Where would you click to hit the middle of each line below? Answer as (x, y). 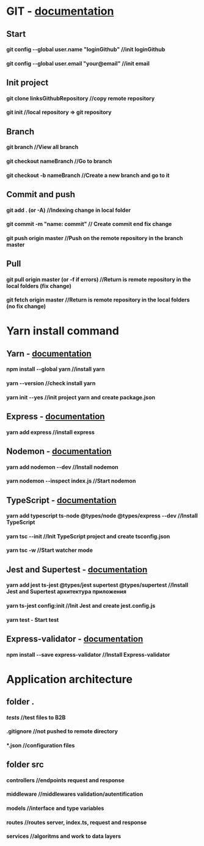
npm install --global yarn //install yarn (56, 369)
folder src (25, 765)
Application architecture (70, 679)
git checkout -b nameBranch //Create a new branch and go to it (88, 175)
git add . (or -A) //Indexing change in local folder (69, 210)
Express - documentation (56, 417)
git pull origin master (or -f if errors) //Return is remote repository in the (99, 279)
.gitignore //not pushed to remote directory (62, 731)
